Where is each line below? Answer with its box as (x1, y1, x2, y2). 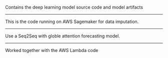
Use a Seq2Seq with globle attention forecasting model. (5, 33, 120, 39)
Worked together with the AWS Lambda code (5, 47, 98, 53)
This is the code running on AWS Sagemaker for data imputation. (5, 18, 139, 24)
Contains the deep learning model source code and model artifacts (5, 4, 143, 10)
